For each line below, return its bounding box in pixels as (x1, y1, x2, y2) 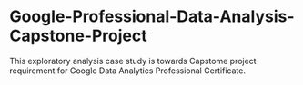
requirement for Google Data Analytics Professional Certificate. (9, 65, 246, 76)
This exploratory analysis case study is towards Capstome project (9, 55, 257, 66)
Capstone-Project (9, 25, 147, 46)
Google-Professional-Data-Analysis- (9, 6, 295, 27)
